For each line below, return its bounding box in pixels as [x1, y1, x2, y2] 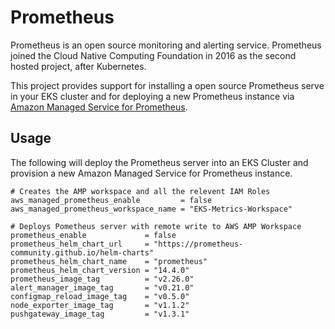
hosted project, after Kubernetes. [10, 60, 147, 72]
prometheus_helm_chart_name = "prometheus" [10, 256, 208, 266]
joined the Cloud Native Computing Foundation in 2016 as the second [10, 49, 297, 61]
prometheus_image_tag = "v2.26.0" [10, 274, 195, 284]
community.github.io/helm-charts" [10, 247, 155, 258]
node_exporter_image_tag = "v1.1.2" [10, 300, 190, 310]
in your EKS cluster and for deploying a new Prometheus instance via [10, 90, 295, 102]
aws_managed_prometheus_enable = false [10, 195, 213, 205]
